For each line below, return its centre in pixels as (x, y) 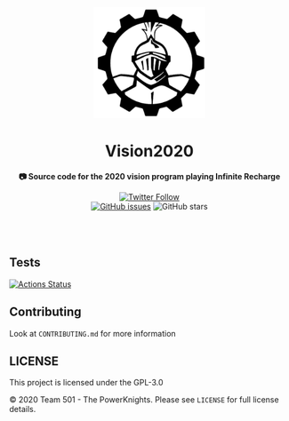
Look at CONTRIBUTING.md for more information (92, 333)
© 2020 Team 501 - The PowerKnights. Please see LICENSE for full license (144, 400)
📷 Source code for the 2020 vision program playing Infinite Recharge (149, 176)
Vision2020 (149, 151)
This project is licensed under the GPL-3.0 (86, 383)
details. (23, 409)
